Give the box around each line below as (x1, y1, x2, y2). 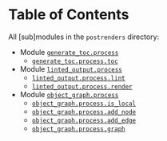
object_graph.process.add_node (31, 108, 137, 116)
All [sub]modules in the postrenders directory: (8, 32, 160, 41)
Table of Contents (8, 6, 129, 24)
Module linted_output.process (19, 64, 122, 73)
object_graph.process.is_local (31, 100, 137, 108)
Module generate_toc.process (19, 47, 119, 57)
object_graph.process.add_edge (31, 116, 137, 124)
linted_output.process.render (31, 82, 133, 91)
